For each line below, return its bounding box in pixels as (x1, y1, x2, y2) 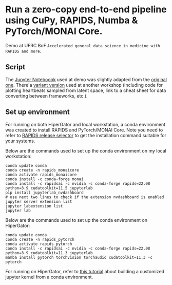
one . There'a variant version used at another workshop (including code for (5, 82, 163, 88)
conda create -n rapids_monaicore (5, 167, 80, 173)
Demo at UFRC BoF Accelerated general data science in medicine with (5, 42, 160, 48)
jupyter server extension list (5, 199, 72, 204)
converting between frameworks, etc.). (5, 92, 88, 99)
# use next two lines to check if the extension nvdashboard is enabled (5, 194, 164, 200)
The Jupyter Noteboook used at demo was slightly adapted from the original (5, 76, 167, 83)
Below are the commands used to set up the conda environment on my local (5, 147, 167, 154)
